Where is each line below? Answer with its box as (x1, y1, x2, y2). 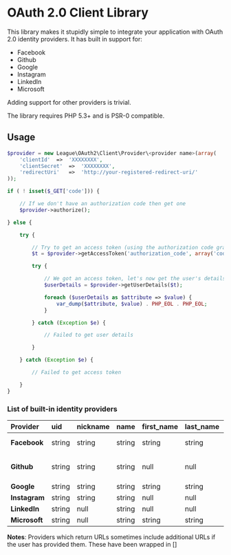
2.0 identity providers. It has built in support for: (7, 34, 142, 43)
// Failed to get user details (43, 332, 134, 339)
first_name (142, 421, 179, 431)
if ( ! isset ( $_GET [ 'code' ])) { (7, 188, 100, 195)
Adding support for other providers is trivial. (7, 98, 132, 106)
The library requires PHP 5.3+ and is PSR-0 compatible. (7, 112, 165, 120)
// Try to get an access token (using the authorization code (32, 244, 214, 251)
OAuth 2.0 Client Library (7, 5, 149, 21)
